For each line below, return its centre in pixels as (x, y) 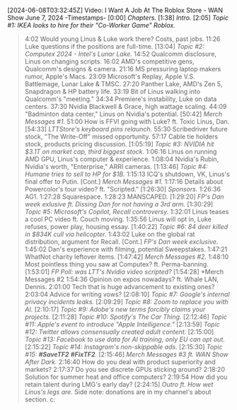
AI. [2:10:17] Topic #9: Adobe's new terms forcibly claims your (115, 309)
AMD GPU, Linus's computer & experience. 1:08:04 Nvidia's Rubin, (122, 159)
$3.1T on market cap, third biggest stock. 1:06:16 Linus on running (121, 152)
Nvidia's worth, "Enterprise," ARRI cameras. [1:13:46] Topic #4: (116, 166)
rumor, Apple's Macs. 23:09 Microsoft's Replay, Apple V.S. (110, 76)
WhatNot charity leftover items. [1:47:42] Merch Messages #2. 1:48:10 (127, 257)
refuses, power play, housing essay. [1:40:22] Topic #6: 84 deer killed (126, 227)
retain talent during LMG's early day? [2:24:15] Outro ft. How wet (119, 384)
